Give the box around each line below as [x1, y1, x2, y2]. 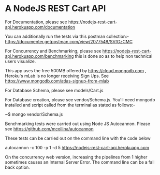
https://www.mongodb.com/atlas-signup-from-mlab [5, 78, 109, 84]
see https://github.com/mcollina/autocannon [5, 126, 94, 131]
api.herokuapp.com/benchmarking [5, 53, 74, 59]
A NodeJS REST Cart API [5, 3, 106, 14]
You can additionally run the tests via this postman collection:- [5, 33, 129, 39]
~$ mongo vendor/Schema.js [5, 111, 63, 117]
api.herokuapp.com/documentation [5, 24, 75, 30]
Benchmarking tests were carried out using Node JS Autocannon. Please [5, 121, 151, 127]
